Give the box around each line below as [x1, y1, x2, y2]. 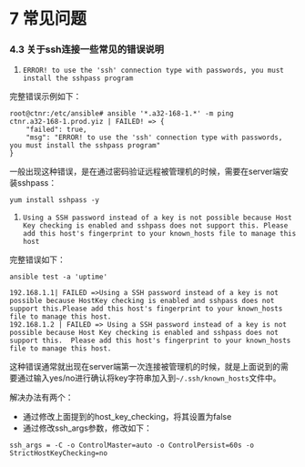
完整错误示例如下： [9, 91, 82, 102]
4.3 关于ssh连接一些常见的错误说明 [9, 43, 165, 56]
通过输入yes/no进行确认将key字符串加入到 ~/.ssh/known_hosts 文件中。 [16, 372, 281, 383]
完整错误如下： [9, 254, 66, 265]
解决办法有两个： [9, 392, 74, 403]
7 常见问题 [9, 8, 86, 29]
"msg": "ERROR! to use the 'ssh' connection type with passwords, [25, 133, 283, 142]
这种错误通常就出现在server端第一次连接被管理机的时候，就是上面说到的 [9, 361, 281, 372]
